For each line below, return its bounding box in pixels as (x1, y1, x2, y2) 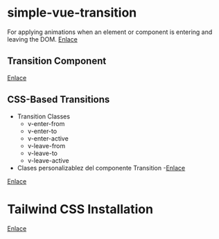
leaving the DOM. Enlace (7, 35, 78, 43)
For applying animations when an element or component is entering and (7, 28, 213, 36)
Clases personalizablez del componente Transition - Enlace (17, 163, 186, 172)
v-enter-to (27, 127, 58, 135)
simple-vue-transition (7, 5, 137, 21)
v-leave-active (27, 156, 69, 164)
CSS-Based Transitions (7, 94, 110, 105)
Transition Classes (17, 112, 71, 121)
